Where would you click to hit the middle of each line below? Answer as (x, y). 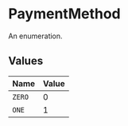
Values (26, 61)
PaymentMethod (64, 14)
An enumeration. (35, 36)
